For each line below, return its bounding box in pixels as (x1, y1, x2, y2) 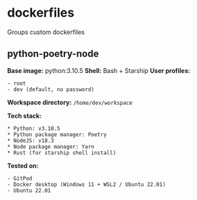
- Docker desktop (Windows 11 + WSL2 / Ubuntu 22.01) (7, 181, 166, 188)
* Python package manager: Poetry (7, 131, 108, 138)
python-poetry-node (7, 48, 99, 60)
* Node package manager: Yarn (7, 143, 95, 150)
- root (7, 80, 26, 87)
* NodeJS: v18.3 (7, 137, 54, 144)
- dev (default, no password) (7, 85, 95, 93)
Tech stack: (7, 111, 42, 119)
